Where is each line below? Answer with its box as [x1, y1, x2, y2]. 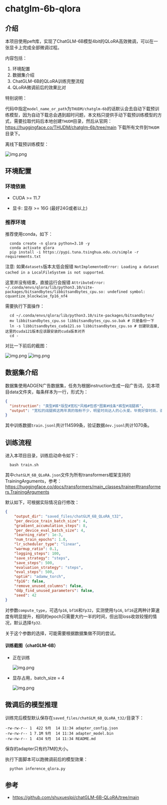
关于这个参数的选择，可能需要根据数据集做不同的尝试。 [5, 630, 118, 636]
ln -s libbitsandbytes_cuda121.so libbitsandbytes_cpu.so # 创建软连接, [9, 323, 160, 328]
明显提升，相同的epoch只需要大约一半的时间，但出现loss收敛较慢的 [13, 613, 153, 619]
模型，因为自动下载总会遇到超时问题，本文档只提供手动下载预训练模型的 [9, 112, 158, 118]
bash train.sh [9, 463, 39, 468]
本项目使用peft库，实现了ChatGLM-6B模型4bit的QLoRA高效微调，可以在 [5, 38, 154, 44]
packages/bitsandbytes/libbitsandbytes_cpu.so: [5, 289, 106, 294]
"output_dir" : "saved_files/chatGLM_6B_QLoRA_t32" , [14, 514, 123, 519]
